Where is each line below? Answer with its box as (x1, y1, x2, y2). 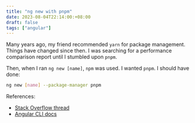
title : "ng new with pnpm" (6, 8, 72, 15)
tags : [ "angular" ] (6, 25, 51, 31)
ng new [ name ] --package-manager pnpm (6, 83, 101, 88)
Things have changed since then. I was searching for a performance (6, 47, 172, 54)
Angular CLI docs (14, 111, 57, 118)
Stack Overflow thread (14, 104, 70, 111)
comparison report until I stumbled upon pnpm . (6, 53, 118, 60)
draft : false (6, 19, 38, 25)
